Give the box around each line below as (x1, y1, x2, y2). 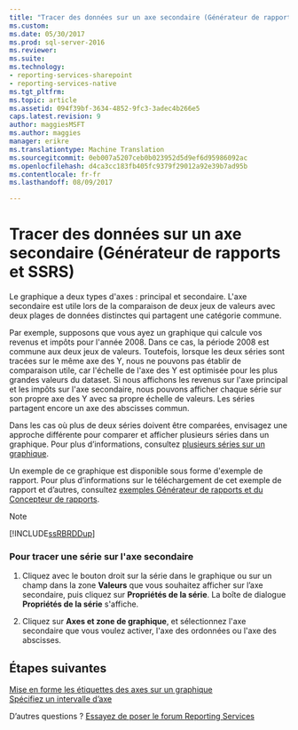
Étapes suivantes (9, 661, 107, 676)
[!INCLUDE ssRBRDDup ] (9, 528, 96, 539)
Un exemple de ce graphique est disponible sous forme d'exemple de (9, 465, 263, 476)
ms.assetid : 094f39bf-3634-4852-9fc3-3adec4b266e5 (9, 104, 200, 113)
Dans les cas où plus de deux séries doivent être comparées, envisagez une (9, 420, 288, 431)
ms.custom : (9, 21, 50, 30)
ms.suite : (9, 54, 46, 63)
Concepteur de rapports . (9, 494, 100, 504)
